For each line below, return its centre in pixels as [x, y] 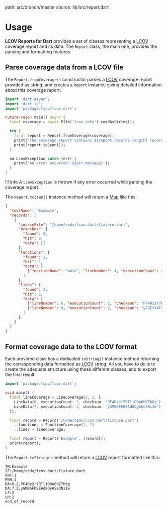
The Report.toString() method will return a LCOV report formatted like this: [83, 457]
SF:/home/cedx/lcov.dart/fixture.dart [45, 471]
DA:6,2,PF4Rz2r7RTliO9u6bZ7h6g [38, 484]
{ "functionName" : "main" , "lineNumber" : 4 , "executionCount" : [93, 271]
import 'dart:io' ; [24, 104]
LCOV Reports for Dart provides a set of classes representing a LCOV [77, 41]
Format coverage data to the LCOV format [71, 347]
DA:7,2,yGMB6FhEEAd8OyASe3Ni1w [38, 488]
